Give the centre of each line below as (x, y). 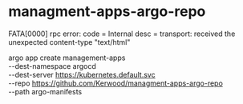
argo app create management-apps (67, 58)
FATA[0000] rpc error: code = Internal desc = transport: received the (122, 34)
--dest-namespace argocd (52, 66)
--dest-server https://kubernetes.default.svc (82, 74)
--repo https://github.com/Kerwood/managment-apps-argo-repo (115, 83)
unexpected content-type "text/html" (69, 42)
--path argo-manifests (45, 91)
